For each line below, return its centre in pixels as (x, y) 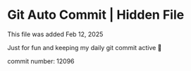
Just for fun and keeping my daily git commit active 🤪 (85, 47)
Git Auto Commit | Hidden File (96, 15)
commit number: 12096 (41, 61)
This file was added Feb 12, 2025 (55, 34)
